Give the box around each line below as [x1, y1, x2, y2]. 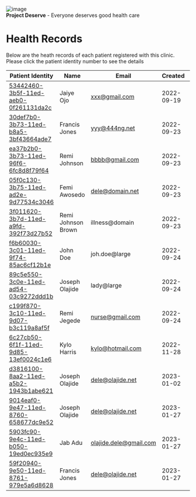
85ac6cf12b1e [9, 261, 51, 269]
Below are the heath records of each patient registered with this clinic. [6, 52, 175, 59]
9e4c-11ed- [9, 435, 45, 443]
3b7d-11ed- [9, 214, 46, 222]
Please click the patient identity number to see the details [6, 57, 144, 64]
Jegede [59, 316, 80, 324]
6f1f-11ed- [9, 340, 44, 348]
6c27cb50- [9, 333, 43, 341]
